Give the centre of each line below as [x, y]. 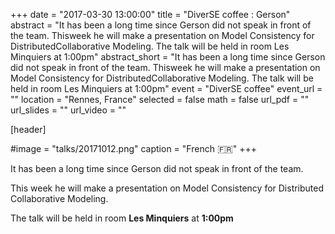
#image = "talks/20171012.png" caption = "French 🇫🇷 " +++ [133, 148]
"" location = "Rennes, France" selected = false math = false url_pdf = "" [160, 99]
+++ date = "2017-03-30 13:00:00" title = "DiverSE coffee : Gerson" [150, 14]
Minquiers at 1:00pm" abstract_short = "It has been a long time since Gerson [168, 57]
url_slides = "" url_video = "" [68, 110]
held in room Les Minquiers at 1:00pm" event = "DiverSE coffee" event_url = [166, 88]
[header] [28, 129]
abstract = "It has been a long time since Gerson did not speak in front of [161, 25]
